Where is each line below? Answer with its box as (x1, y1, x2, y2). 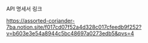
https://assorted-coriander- (6, 17, 75, 24)
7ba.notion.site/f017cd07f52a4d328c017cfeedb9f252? (6, 23, 142, 30)
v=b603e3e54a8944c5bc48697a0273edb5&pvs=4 (6, 30, 134, 37)
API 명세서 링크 (6, 5, 42, 12)
